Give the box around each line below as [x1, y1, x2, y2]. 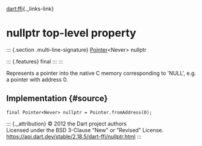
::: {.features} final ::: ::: [6, 57, 63, 65]
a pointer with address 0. [6, 75, 68, 83]
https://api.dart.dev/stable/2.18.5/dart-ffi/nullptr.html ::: [6, 133, 142, 140]
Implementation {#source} [6, 94, 109, 104]
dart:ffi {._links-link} [6, 5, 54, 12]
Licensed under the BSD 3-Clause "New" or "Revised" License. [6, 126, 164, 133]
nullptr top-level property [6, 27, 137, 40]
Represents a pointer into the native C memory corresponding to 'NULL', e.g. [6, 69, 197, 77]
